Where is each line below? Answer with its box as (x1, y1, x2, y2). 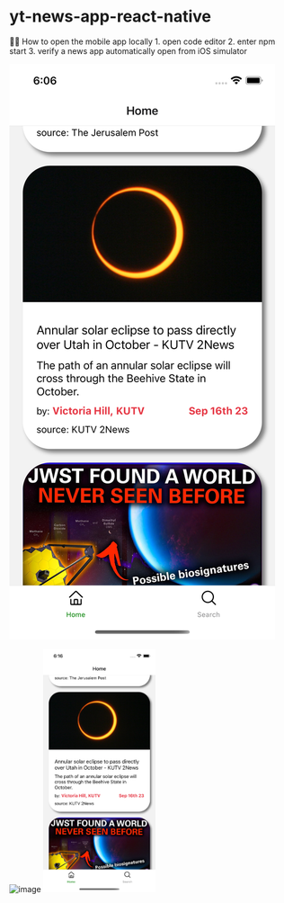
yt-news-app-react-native (9, 6, 211, 27)
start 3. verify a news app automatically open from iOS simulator (9, 45, 248, 56)
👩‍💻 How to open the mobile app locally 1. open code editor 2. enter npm (9, 36, 276, 47)
